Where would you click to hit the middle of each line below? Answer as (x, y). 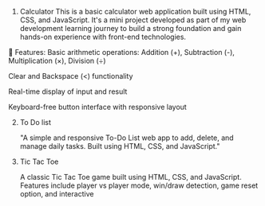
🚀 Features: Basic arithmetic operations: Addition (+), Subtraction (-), (122, 52)
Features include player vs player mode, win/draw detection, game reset (139, 185)
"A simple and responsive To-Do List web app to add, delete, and (127, 138)
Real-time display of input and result (68, 91)
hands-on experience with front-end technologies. (103, 37)
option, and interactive (57, 194)
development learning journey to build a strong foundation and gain (131, 28)
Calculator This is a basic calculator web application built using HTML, (135, 12)
